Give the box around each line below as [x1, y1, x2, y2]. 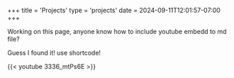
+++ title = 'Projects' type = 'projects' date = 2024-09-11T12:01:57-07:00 [7, 6, 221, 14]
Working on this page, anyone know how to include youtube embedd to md [7, 28, 227, 35]
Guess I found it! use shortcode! [7, 49, 101, 57]
